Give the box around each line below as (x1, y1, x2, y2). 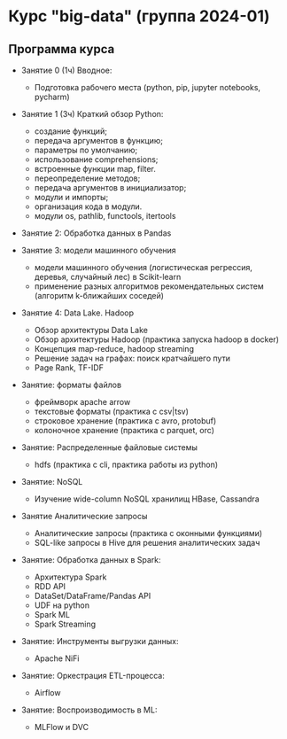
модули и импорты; (34, 192, 109, 202)
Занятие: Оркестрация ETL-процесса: (20, 671, 165, 681)
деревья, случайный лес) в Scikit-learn (34, 272, 182, 282)
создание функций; (34, 126, 108, 136)
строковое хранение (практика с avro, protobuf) (34, 416, 217, 426)
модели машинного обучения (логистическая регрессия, (34, 262, 253, 272)
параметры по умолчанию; (34, 144, 138, 155)
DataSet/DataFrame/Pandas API (34, 591, 151, 601)
